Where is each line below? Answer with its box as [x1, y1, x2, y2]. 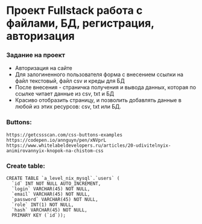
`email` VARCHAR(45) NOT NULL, [11, 191, 90, 197]
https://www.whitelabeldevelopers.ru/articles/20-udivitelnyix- [6, 142, 171, 149]
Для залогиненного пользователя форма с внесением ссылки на [14, 71, 184, 78]
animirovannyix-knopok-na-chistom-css [6, 147, 104, 154]
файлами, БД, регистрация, [6, 16, 154, 30]
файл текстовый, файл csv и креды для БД [14, 77, 125, 85]
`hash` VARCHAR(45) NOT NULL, [11, 207, 87, 213]
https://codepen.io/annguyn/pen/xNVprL [6, 137, 107, 143]
